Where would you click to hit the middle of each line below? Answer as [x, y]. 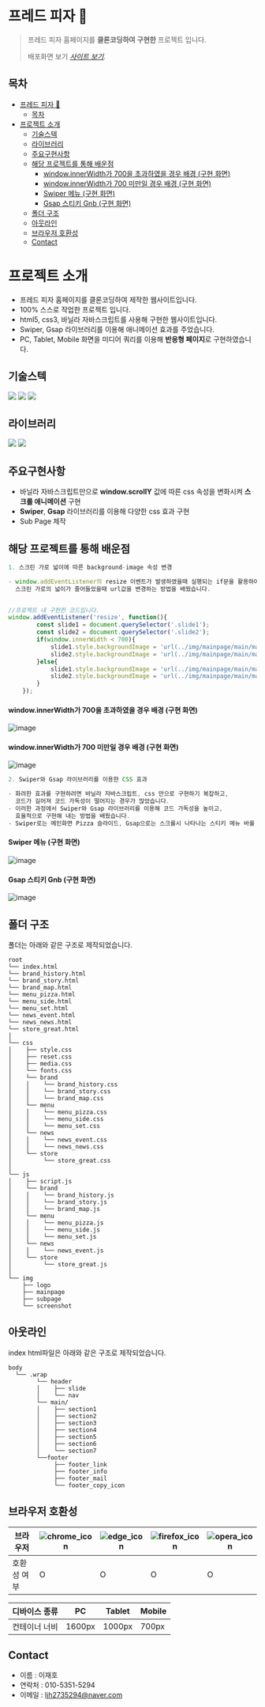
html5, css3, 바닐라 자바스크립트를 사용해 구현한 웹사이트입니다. [118, 319]
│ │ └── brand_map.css [56, 1098]
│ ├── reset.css [40, 1057]
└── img [21, 1278]
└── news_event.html [42, 1015]
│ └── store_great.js [58, 1264]
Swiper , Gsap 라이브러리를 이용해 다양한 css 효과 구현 [105, 512]
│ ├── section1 [67, 1409]
